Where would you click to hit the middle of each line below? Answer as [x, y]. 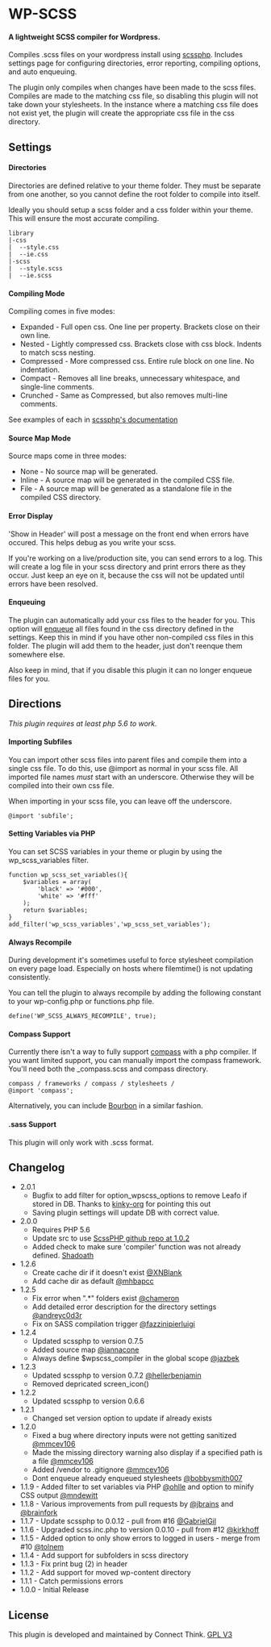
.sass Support [32, 1124]
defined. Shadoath [63, 1256]
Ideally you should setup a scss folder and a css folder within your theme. [131, 210]
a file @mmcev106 [63, 1461]
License [29, 1615]
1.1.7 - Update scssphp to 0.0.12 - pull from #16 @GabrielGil [118, 1521]
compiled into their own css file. [61, 785]
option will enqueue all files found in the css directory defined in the [121, 628]
